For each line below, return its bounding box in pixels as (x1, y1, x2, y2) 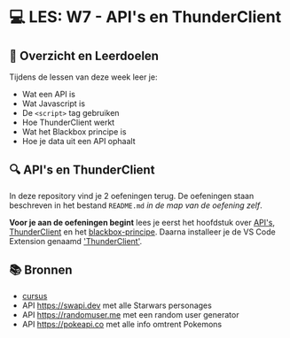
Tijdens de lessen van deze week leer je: (9, 72, 158, 82)
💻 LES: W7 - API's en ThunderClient (9, 7, 282, 27)
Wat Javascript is (21, 98, 86, 109)
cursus (21, 290, 48, 301)
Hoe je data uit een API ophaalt (21, 136, 136, 146)
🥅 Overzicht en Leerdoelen (9, 48, 160, 63)
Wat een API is (21, 89, 75, 99)
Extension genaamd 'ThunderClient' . (9, 235, 143, 246)
